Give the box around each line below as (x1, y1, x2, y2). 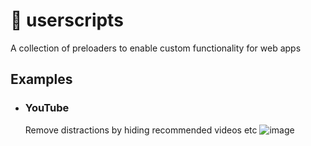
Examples (10, 71, 73, 88)
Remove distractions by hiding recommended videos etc (24, 124, 258, 136)
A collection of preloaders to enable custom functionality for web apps (10, 42, 302, 54)
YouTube (24, 101, 70, 115)
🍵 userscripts (10, 9, 124, 32)
